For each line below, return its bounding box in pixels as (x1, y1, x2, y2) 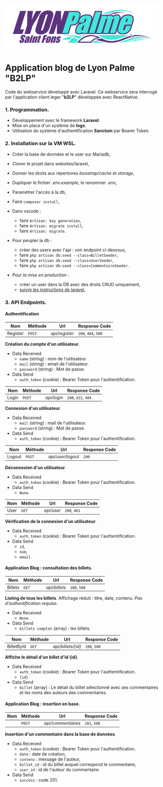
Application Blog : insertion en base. (5, 701, 80, 707)
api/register (51, 330, 74, 336)
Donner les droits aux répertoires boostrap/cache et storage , (12, 170, 135, 176)
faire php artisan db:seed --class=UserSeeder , (19, 257, 114, 263)
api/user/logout (48, 454, 79, 460)
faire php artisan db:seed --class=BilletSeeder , (19, 252, 118, 258)
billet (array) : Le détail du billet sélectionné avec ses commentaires (19, 684, 159, 691)
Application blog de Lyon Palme (5, 63, 135, 73)
